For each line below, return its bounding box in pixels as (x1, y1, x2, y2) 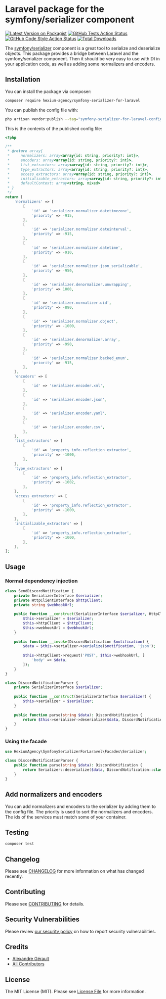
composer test (5, 841, 35, 847)
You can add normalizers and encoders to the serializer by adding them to (5, 803, 156, 809)
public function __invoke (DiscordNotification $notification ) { (14, 639, 149, 644)
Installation (5, 75, 41, 84)
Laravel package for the (5, 3, 105, 15)
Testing (5, 828, 29, 837)
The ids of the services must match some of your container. (5, 814, 127, 820)
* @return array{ (7, 148, 43, 154)
